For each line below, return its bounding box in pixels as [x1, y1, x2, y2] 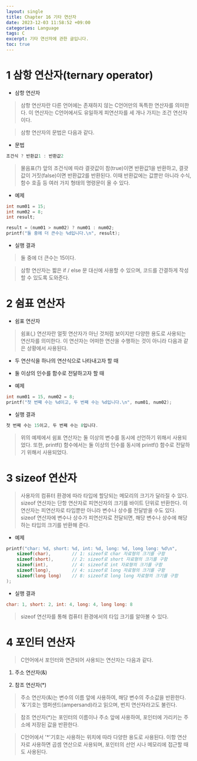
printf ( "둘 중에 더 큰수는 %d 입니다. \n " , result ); [6, 231, 121, 236]
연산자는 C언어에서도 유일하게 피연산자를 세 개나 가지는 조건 [34, 109, 172, 116]
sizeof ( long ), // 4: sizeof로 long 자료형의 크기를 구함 [16, 568, 165, 573]
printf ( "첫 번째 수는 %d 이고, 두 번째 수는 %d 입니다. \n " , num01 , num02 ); [6, 399, 172, 405]
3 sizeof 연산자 [6, 471, 78, 485]
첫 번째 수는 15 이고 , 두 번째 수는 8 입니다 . [6, 422, 99, 428]
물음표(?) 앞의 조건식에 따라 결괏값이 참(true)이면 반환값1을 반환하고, [20, 164, 178, 171]
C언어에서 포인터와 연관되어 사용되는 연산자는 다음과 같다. [20, 656, 153, 663]
